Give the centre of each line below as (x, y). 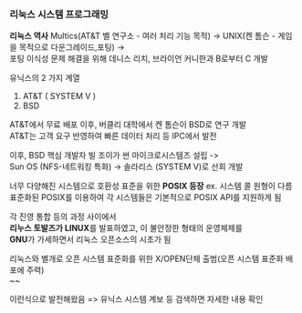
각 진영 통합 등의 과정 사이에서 (63, 217)
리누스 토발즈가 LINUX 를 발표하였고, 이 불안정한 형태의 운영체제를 (126, 228)
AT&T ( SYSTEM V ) (59, 96)
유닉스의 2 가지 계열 (45, 78)
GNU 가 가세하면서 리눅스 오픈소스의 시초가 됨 (90, 239)
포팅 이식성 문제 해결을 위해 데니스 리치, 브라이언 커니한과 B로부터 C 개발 (139, 59)
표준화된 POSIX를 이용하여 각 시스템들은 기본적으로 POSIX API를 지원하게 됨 (146, 197)
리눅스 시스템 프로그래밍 (59, 14)
